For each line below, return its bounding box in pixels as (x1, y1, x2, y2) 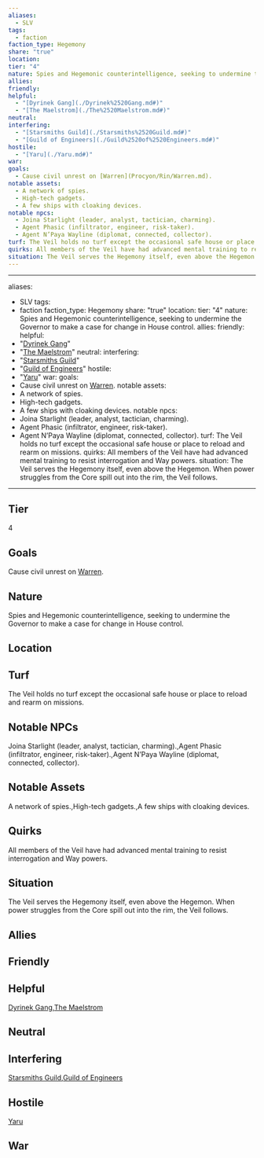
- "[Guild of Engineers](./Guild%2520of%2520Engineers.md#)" (15, 135, 220, 144)
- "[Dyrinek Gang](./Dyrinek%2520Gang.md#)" (15, 99, 163, 107)
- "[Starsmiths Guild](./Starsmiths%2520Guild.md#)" (15, 128, 192, 136)
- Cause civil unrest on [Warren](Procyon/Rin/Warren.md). (15, 172, 213, 181)
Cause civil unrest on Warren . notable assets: (19, 380, 167, 390)
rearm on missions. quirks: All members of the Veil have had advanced (19, 447, 249, 457)
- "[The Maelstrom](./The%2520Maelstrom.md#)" (15, 107, 170, 115)
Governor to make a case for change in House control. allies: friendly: (19, 322, 245, 331)
